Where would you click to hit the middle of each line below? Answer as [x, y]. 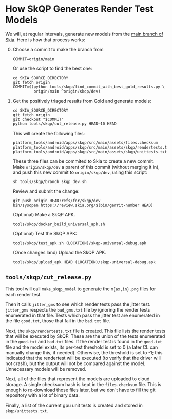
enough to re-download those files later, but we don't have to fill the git [80, 390]
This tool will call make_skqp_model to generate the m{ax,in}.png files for [81, 289]
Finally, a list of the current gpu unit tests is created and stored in [74, 405]
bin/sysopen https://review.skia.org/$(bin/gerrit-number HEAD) [83, 205]
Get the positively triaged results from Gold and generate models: [82, 101]
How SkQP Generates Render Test [79, 9]
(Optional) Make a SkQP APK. [44, 214]
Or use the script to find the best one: [52, 68]
